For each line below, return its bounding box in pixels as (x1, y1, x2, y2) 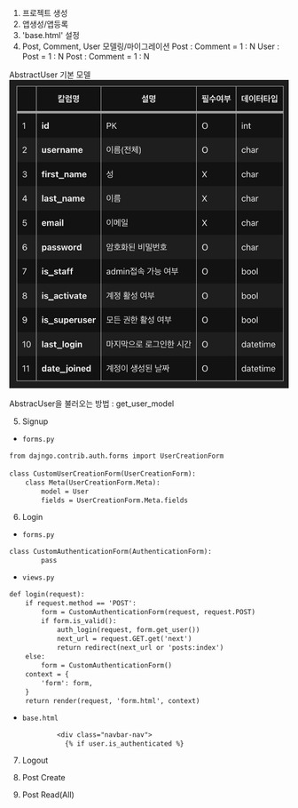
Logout (21, 755, 49, 765)
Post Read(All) (21, 789, 75, 800)
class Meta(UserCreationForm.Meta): (25, 478, 161, 487)
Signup (21, 416, 49, 427)
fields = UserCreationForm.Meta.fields (41, 496, 189, 505)
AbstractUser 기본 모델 (9, 69, 91, 80)
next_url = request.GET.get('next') (56, 634, 192, 643)
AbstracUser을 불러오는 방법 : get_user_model (9, 398, 175, 409)
